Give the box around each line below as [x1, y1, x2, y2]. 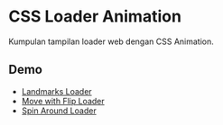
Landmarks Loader [21, 85, 92, 96]
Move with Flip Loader [21, 95, 105, 106]
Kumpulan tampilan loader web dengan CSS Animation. [8, 36, 214, 47]
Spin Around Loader [21, 105, 97, 116]
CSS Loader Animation [8, 6, 182, 27]
